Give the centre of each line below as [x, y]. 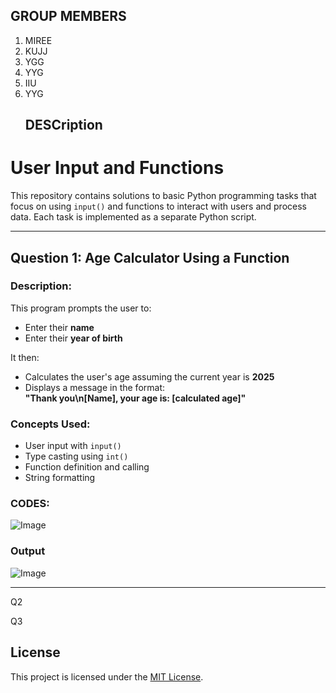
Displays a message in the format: [94, 387]
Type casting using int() [76, 456]
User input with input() [73, 446]
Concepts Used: [50, 424]
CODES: [30, 504]
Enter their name [59, 327]
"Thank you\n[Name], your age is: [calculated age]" [135, 398]
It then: [25, 357]
